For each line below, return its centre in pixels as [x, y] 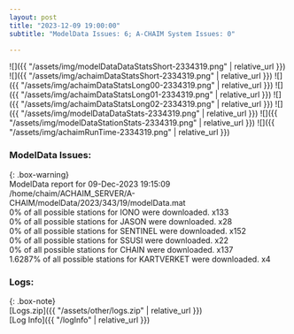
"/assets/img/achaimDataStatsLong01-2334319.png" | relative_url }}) [146, 95]
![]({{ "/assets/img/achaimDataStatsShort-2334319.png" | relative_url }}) [141, 76]
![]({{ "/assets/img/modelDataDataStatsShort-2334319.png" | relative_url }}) [147, 66]
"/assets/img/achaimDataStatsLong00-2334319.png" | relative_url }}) [147, 86]
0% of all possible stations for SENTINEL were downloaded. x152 [128, 231]
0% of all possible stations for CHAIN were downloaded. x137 [121, 249]
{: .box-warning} [39, 174]
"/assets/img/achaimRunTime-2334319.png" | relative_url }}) [120, 133]
